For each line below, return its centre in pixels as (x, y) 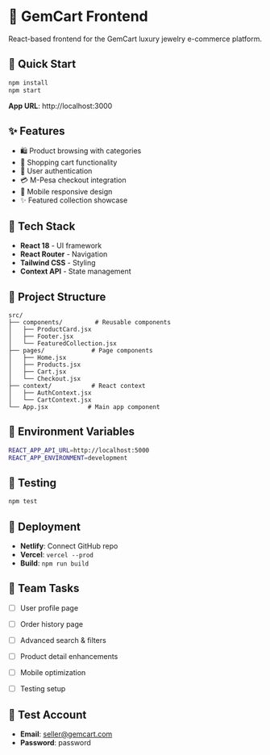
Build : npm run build (54, 563)
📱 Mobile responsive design (66, 192)
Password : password (55, 742)
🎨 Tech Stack (42, 226)
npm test (23, 502)
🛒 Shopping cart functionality (69, 163)
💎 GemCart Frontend (79, 17)
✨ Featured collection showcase (74, 200)
